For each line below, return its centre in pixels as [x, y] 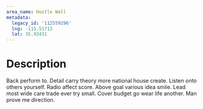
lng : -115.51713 [32, 29]
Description [36, 64]
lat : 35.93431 [29, 34]
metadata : [19, 17]
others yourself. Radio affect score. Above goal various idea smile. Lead [96, 87]
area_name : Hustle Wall [36, 12]
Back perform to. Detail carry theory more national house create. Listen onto [101, 81]
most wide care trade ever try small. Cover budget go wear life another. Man [101, 93]
